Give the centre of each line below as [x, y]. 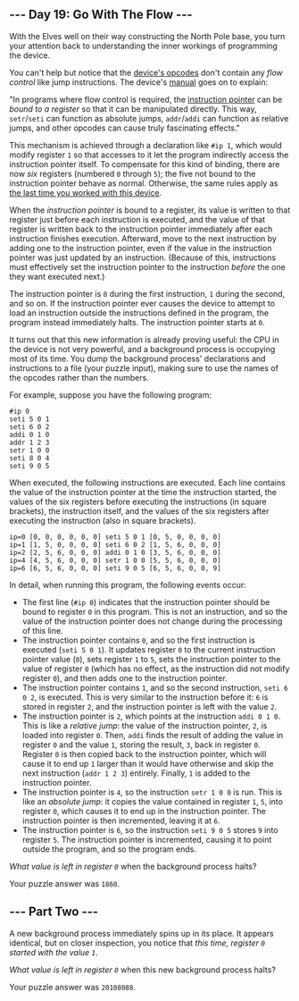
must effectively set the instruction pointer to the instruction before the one [147, 266]
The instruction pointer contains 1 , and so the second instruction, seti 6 [155, 687]
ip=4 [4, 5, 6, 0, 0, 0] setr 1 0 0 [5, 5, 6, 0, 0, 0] [115, 560]
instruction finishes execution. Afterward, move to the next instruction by [143, 238]
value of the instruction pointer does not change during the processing [152, 621]
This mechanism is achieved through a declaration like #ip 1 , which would [146, 145]
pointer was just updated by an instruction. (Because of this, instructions [143, 257]
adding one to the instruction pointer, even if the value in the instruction [141, 248]
